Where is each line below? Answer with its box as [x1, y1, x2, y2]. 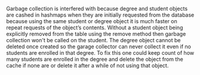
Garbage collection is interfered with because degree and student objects [6, 5, 188, 12]
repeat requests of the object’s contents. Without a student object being [6, 24, 183, 31]
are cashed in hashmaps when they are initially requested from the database [6, 11, 195, 18]
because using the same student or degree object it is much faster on [6, 18, 178, 24]
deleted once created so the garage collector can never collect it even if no [6, 43, 191, 50]
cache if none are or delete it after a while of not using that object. [6, 62, 169, 69]
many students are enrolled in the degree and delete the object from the [6, 56, 183, 62]
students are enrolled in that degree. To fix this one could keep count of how [6, 49, 195, 56]
